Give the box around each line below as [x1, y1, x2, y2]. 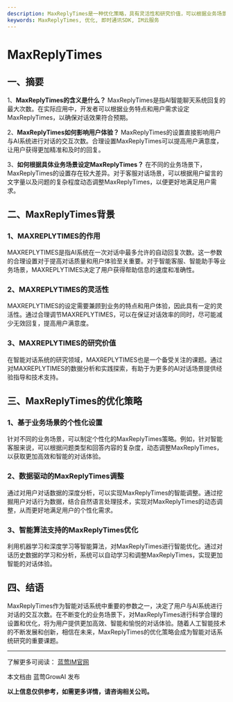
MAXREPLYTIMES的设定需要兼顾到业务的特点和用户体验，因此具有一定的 [7, 302, 217, 310]
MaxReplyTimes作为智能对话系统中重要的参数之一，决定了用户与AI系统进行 [7, 601, 223, 609]
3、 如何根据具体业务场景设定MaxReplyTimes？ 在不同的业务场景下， [7, 160, 207, 168]
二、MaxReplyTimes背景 [7, 208, 116, 220]
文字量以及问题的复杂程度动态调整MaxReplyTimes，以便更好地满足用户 [7, 177, 211, 186]
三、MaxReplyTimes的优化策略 [7, 395, 143, 407]
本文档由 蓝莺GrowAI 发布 [7, 672, 80, 680]
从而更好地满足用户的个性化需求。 [19, 506, 116, 514]
